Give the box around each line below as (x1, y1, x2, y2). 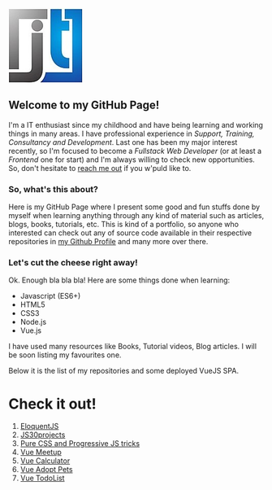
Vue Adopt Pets (19, 465, 73, 475)
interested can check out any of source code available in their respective (8, 228, 253, 238)
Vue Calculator (19, 456, 71, 466)
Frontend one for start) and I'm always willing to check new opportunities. (8, 155, 256, 164)
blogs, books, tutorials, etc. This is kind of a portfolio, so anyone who (8, 220, 240, 230)
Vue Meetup (19, 448, 63, 457)
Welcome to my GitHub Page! (8, 98, 160, 112)
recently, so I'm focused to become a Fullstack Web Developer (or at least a (8, 146, 262, 155)
